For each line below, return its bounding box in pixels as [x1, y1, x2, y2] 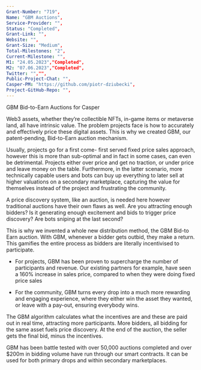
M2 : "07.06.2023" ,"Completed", [6, 64, 85, 71]
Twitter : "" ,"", [6, 70, 47, 76]
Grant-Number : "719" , [6, 8, 61, 15]
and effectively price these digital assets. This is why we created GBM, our [6, 128, 191, 135]
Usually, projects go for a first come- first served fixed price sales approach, [6, 146, 196, 153]
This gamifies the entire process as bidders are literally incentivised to [6, 239, 180, 247]
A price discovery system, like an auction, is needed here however [6, 196, 170, 203]
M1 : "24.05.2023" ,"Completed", [6, 59, 85, 65]
